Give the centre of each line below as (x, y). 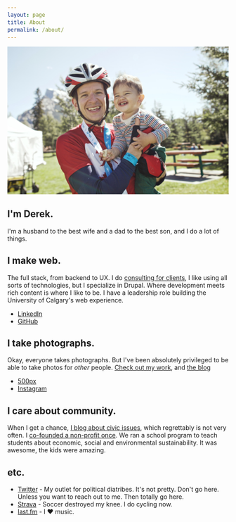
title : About (26, 22)
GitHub (28, 321)
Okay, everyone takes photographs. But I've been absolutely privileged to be (118, 360)
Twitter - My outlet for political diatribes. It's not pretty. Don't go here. (118, 490)
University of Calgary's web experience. (66, 300)
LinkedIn (30, 314)
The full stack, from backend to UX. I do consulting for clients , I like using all (117, 277)
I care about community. (62, 410)
